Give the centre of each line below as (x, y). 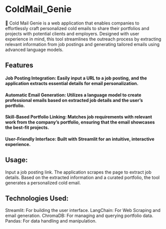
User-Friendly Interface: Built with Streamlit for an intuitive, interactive (80, 139)
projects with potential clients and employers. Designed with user (72, 33)
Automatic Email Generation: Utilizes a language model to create (73, 95)
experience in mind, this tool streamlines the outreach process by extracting (83, 39)
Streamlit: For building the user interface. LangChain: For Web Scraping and (83, 210)
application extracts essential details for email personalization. (72, 83)
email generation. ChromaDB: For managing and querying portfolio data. (79, 215)
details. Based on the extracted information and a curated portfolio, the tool (83, 177)
